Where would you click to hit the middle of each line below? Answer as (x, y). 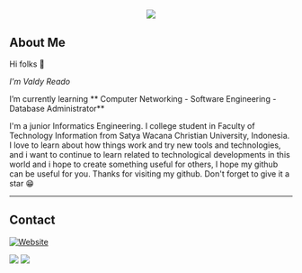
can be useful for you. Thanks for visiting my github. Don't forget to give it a (150, 174)
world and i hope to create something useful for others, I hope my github (144, 164)
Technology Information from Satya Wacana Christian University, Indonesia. (150, 136)
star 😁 (22, 183)
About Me (37, 42)
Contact (32, 220)
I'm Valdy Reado (40, 82)
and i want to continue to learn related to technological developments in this (150, 155)
